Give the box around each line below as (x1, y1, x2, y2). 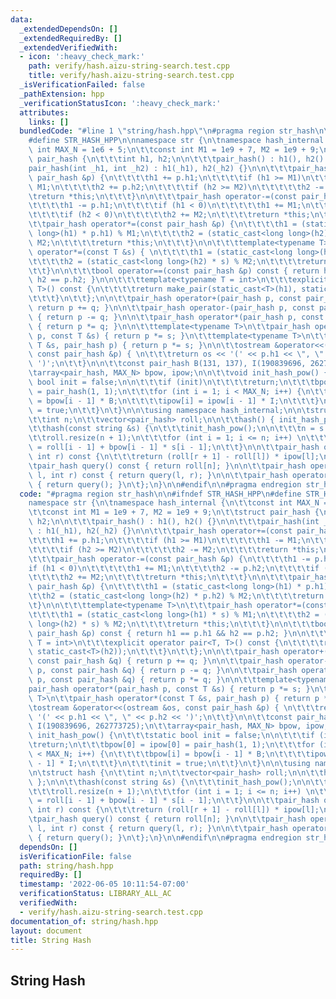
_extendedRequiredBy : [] (19, 33, 123, 43)
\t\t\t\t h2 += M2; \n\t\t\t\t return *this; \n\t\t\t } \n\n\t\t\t (28, 572, 293, 583)
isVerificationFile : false (19, 851, 132, 861)
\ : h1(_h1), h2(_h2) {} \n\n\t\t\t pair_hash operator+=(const (28, 526, 293, 536)
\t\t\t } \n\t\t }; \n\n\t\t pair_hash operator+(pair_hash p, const (28, 294, 302, 304)
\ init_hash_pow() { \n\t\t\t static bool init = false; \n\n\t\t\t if (28, 731, 315, 741)
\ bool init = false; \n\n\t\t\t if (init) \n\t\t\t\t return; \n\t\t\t (28, 377, 315, 387)
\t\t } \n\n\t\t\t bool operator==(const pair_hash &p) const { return (28, 266, 320, 276)
